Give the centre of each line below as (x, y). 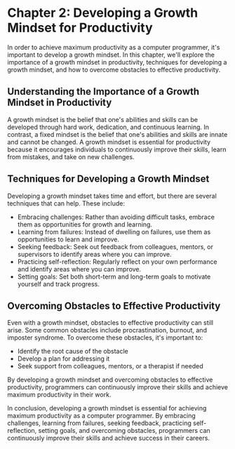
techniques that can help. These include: (66, 203)
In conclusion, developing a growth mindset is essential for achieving (107, 408)
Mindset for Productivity (80, 28)
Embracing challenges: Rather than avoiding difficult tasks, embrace (116, 217)
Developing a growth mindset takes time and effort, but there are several (112, 196)
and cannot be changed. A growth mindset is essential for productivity (109, 142)
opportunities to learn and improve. (68, 239)
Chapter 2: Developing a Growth (103, 13)
